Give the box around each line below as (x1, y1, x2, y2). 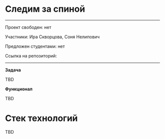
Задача (5, 67, 21, 73)
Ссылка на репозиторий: (5, 53, 57, 58)
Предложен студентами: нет (5, 43, 65, 49)
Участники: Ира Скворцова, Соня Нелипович (5, 33, 100, 40)
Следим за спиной (5, 3, 85, 15)
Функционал (5, 86, 33, 92)
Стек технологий (5, 113, 78, 124)
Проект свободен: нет (5, 24, 52, 30)
